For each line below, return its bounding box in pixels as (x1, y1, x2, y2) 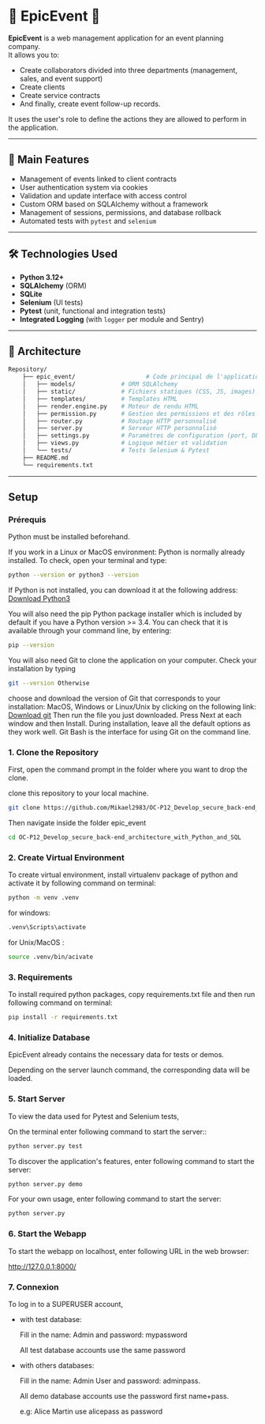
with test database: (19, 1314, 83, 1324)
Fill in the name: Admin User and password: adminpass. (19, 1376, 201, 1385)
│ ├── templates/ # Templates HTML (22, 395, 178, 402)
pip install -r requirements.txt (8, 1014, 118, 1022)
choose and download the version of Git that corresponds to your (8, 693, 221, 703)
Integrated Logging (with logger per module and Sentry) (19, 314, 204, 323)
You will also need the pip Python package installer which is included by (8, 609, 242, 619)
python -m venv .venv (8, 893, 80, 902)
